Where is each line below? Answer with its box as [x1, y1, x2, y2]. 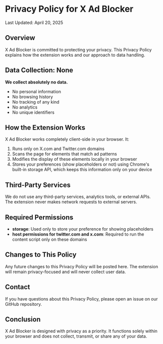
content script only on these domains [12, 236, 87, 242]
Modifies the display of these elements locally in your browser [12, 156, 138, 162]
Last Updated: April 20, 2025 [5, 20, 63, 25]
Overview [5, 34, 36, 42]
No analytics [12, 104, 38, 110]
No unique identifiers [12, 109, 55, 115]
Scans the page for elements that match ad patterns [12, 151, 117, 157]
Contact [5, 283, 30, 291]
